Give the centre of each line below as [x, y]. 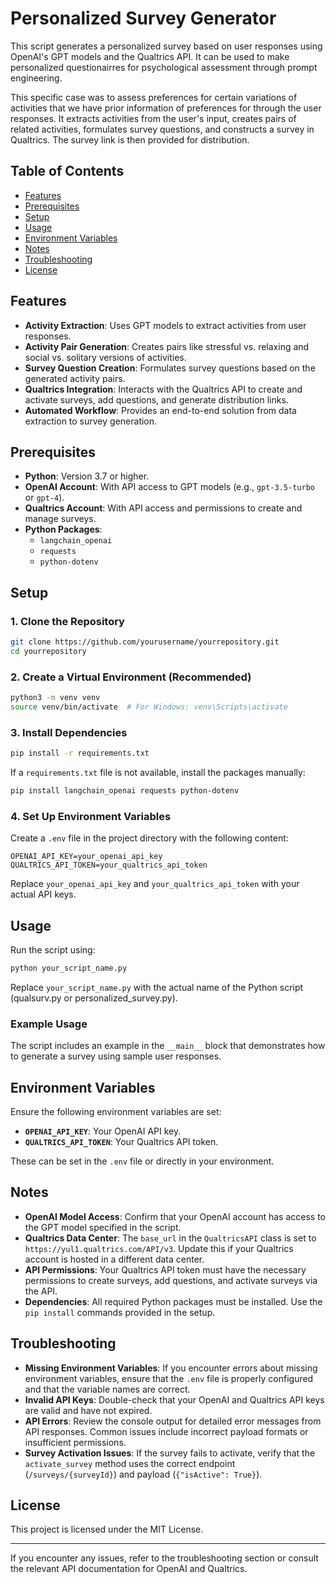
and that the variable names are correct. [107, 1389]
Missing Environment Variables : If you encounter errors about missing [171, 1368]
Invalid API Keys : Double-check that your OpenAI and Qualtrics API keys [174, 1399]
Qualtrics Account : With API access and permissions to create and [163, 508]
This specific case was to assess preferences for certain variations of [154, 97]
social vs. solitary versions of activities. [105, 357]
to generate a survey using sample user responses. [116, 1056]
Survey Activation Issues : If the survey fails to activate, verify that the [170, 1453]
